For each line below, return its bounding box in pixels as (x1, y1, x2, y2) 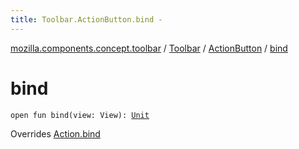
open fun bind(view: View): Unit (10, 110, 150, 120)
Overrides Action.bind (10, 127, 101, 140)
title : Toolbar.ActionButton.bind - (10, 14, 163, 25)
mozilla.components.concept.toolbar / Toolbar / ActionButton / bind (10, 42, 288, 54)
